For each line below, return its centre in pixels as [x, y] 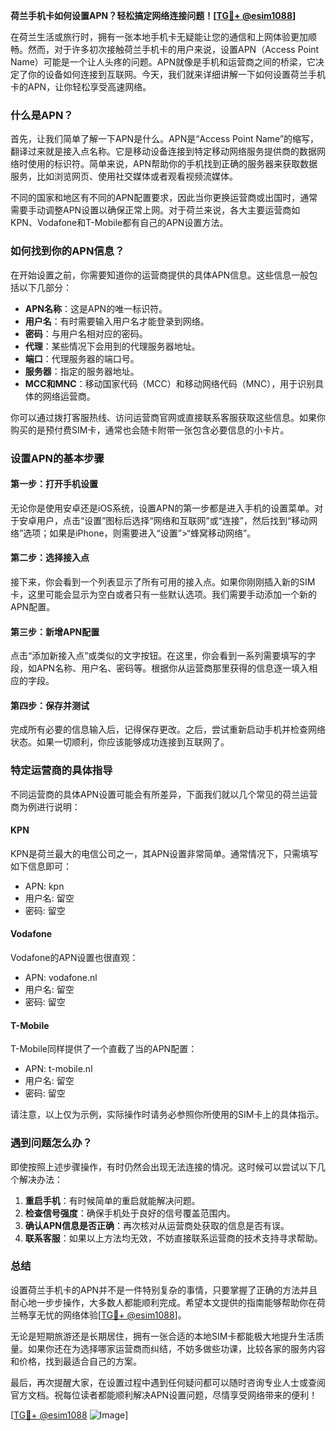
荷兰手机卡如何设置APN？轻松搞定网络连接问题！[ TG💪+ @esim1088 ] [153, 15]
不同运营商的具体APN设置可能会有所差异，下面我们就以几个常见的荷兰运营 [164, 794]
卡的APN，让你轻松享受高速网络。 [81, 87]
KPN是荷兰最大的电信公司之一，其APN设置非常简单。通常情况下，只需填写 [164, 853]
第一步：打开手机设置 [54, 484]
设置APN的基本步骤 [57, 458]
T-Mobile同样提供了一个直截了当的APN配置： [104, 1049]
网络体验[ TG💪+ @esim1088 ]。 [124, 1315]
